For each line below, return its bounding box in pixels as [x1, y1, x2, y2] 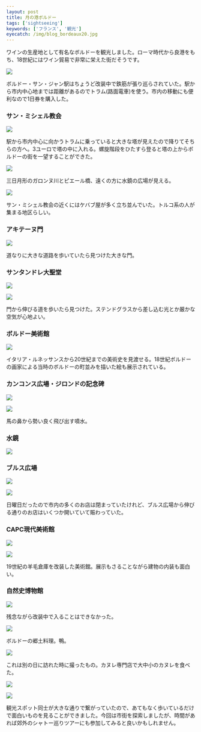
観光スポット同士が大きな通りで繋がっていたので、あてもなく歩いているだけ [6, 704, 195, 711]
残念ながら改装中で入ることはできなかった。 [6, 613, 117, 620]
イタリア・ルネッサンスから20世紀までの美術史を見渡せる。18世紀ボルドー [6, 356, 191, 363]
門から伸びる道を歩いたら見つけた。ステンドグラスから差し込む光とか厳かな [6, 306, 196, 313]
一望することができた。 [37, 153, 96, 160]
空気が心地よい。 [6, 313, 49, 320]
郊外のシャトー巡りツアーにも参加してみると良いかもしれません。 [16, 719, 179, 727]
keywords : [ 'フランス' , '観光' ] [6, 25, 82, 32]
